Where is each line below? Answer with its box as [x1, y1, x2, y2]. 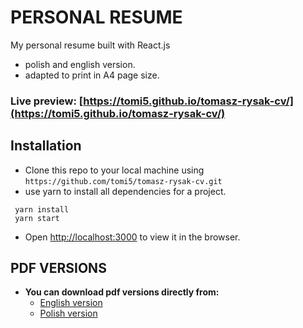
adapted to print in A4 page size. [24, 69, 160, 81]
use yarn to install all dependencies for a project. [24, 185, 227, 197]
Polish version [39, 307, 98, 320]
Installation [10, 137, 82, 155]
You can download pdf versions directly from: [24, 286, 220, 298]
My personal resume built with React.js [10, 39, 171, 51]
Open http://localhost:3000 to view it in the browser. [24, 231, 241, 243]
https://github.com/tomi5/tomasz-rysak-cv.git [24, 176, 223, 186]
